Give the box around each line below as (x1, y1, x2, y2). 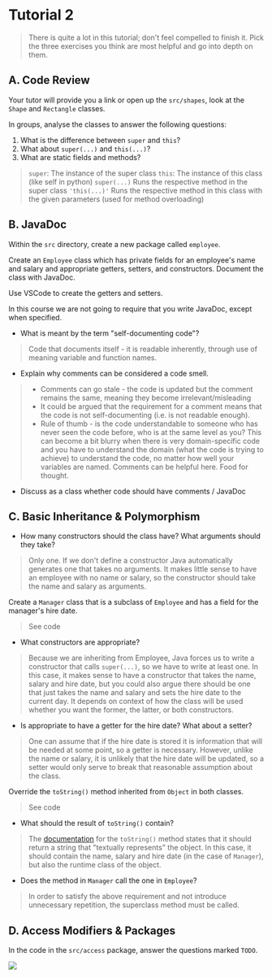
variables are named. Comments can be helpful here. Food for (40, 462, 248, 472)
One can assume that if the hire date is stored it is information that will (28, 737, 263, 746)
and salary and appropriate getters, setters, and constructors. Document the (8, 263, 264, 273)
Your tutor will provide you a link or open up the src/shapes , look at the (8, 95, 245, 105)
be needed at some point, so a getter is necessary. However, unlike (28, 745, 253, 755)
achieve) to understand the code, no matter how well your (40, 453, 235, 463)
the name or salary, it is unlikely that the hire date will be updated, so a (28, 754, 265, 763)
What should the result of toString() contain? (19, 819, 175, 828)
